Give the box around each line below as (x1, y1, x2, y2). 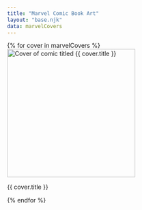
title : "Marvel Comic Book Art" (7, 10, 99, 17)
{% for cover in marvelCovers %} (7, 42, 100, 50)
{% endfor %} (7, 196, 46, 205)
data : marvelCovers (7, 23, 63, 29)
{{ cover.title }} (7, 183, 49, 192)
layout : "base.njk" (7, 16, 63, 23)
